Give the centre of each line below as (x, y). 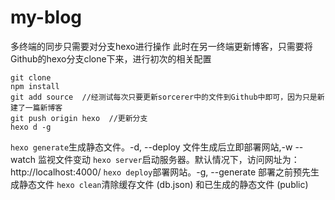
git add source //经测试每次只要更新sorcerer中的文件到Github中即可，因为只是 (164, 97)
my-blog (46, 17)
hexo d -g (31, 127)
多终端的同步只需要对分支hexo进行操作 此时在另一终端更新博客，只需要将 (161, 46)
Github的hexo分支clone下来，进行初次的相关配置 (111, 58)
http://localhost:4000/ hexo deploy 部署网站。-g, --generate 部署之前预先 (160, 172)
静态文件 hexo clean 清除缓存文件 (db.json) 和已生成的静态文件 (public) (163, 184)
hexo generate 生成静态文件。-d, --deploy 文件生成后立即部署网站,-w (151, 147)
